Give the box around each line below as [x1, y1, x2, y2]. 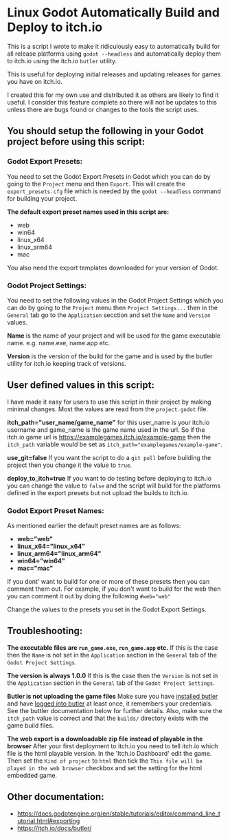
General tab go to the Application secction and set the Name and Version [7, 311, 211, 319]
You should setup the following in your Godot [7, 125, 204, 137]
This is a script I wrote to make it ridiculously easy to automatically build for [7, 42, 220, 50]
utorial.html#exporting [16, 816, 80, 825]
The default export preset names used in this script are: [7, 208, 170, 216]
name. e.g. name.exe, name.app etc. [7, 338, 111, 347]
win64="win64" [16, 557, 65, 565]
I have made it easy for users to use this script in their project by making [7, 397, 211, 406]
